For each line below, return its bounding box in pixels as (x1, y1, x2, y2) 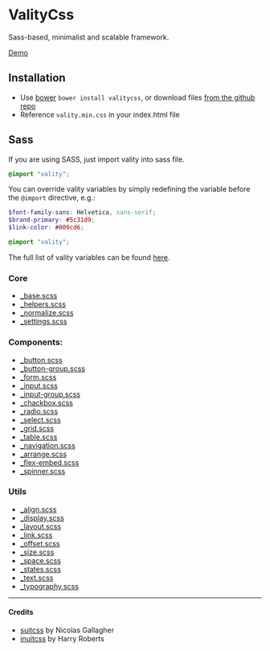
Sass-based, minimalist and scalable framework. (8, 32, 170, 42)
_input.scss (19, 381, 58, 390)
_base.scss (19, 291, 58, 301)
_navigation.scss (19, 440, 76, 450)
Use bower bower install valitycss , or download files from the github (19, 93, 256, 102)
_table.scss (19, 432, 58, 442)
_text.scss (19, 573, 54, 583)
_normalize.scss (19, 308, 74, 318)
